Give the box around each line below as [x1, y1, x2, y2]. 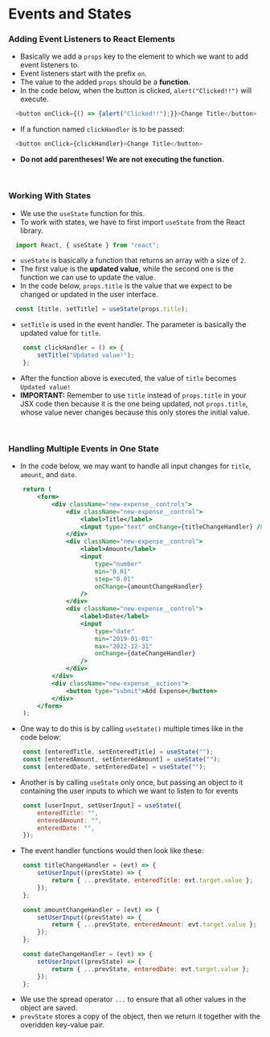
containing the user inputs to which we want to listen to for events [19, 786, 239, 795]
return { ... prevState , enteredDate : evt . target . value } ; [51, 965, 250, 973]
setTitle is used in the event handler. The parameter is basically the [19, 320, 247, 329]
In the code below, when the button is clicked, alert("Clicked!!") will [19, 86, 252, 96]
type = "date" [94, 627, 135, 635]
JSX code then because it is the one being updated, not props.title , [19, 398, 248, 408]
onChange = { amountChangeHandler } [94, 582, 203, 590]
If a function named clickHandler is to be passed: [19, 125, 185, 134]
